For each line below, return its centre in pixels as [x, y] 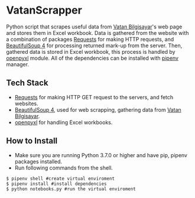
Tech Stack [27, 83]
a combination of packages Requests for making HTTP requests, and [90, 39]
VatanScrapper [44, 10]
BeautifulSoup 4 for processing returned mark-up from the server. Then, [94, 46]
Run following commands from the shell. [64, 168]
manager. [18, 64]
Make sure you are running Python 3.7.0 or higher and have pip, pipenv [101, 155]
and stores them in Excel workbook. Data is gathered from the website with [97, 33]
